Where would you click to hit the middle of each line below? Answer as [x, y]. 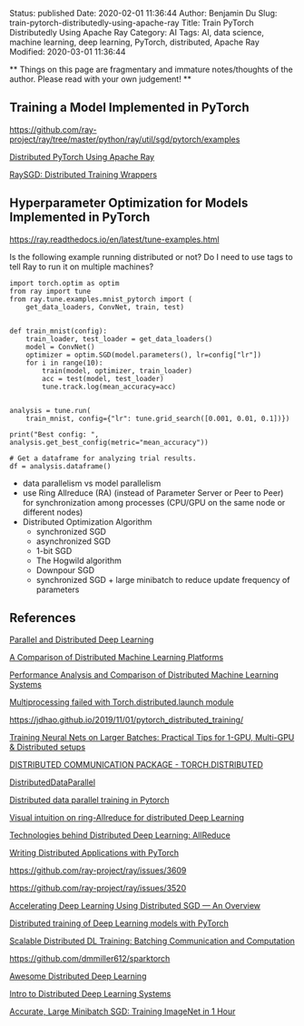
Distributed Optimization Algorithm [87, 521]
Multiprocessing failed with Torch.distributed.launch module [122, 702]
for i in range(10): [64, 363]
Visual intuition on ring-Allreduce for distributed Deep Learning [127, 818]
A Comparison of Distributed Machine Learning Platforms [117, 658]
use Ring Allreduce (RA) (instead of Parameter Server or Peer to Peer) [153, 493]
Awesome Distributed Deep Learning [78, 976]
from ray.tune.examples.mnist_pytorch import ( [101, 299]
